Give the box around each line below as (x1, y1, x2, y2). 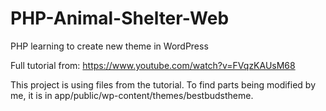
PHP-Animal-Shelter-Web (10, 7, 230, 30)
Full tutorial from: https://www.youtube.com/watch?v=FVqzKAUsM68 (10, 59, 296, 71)
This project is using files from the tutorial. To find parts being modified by (10, 78, 317, 91)
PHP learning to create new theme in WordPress (10, 40, 209, 52)
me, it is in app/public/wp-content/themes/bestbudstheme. (10, 89, 254, 101)
